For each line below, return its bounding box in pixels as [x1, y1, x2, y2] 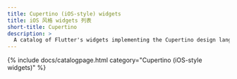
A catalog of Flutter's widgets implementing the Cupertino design [13, 37, 217, 44]
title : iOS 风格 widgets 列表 [7, 17, 92, 24]
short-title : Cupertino [7, 23, 78, 30]
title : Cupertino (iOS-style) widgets [7, 10, 121, 18]
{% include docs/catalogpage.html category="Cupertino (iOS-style [7, 56, 202, 64]
